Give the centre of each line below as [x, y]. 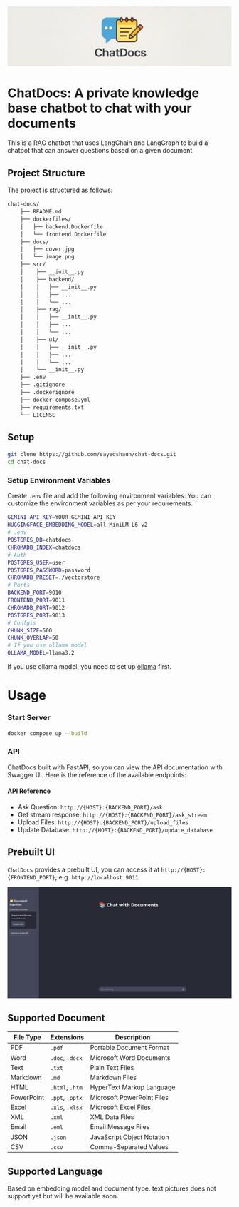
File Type [27, 1037]
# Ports [19, 585]
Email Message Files [120, 1127]
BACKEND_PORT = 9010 [34, 593]
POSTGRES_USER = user [36, 562]
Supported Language [55, 1171]
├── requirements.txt [52, 407]
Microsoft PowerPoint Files [129, 1097]
